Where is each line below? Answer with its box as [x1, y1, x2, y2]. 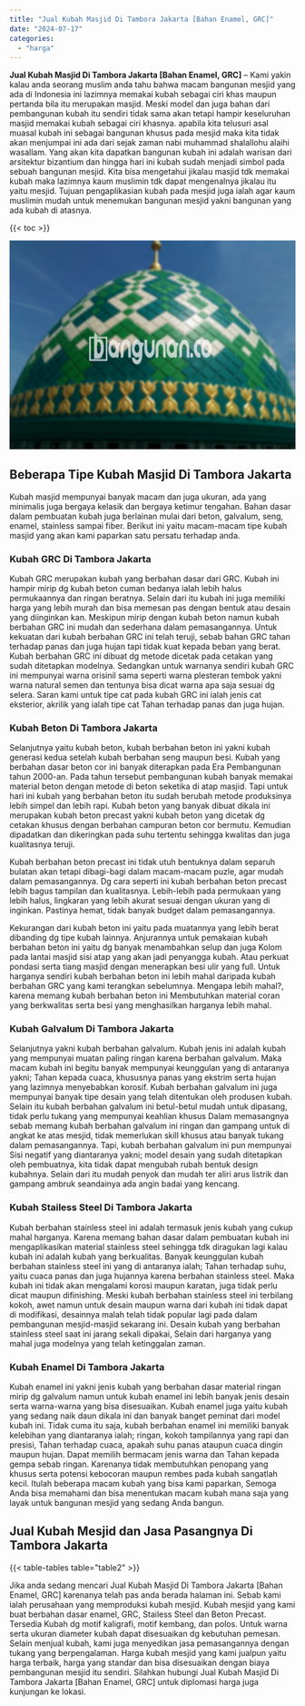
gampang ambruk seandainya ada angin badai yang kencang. [9, 1178, 241, 1189]
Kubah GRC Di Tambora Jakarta [9, 552, 152, 565]
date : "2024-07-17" [9, 24, 84, 34]
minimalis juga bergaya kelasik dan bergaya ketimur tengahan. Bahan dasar [9, 500, 291, 511]
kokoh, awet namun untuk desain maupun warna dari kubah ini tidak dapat [9, 1299, 288, 1310]
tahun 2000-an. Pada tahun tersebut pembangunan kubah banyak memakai [9, 772, 293, 782]
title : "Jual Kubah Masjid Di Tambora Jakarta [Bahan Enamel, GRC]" [9, 15, 274, 24]
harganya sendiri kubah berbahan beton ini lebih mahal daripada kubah [9, 971, 276, 982]
